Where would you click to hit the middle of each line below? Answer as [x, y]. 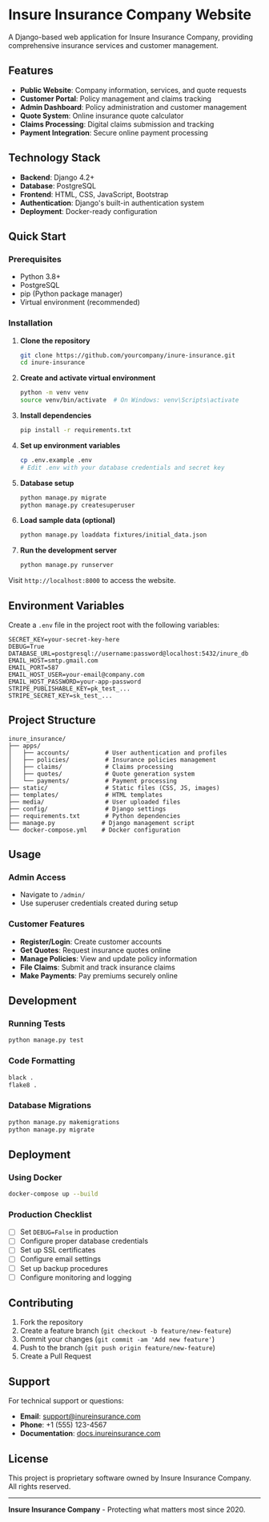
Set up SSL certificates [58, 1250]
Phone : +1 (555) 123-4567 [63, 1425]
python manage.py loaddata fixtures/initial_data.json [113, 535]
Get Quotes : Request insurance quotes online [95, 950]
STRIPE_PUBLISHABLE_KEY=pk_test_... [69, 688]
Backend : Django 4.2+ [57, 177]
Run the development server [68, 550]
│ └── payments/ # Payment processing [93, 781]
